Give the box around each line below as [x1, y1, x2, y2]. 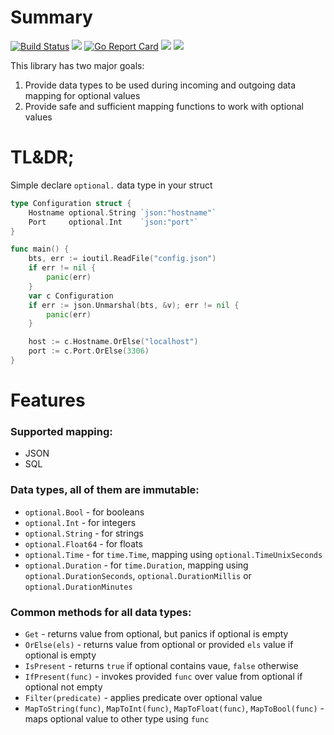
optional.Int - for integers [24, 516, 137, 528]
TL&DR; [10, 146, 75, 169]
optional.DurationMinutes [24, 582, 133, 592]
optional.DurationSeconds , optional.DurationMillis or [24, 569, 252, 581]
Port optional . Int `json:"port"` [28, 217, 199, 227]
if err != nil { [28, 263, 97, 273]
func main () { [10, 244, 70, 255]
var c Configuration [28, 291, 114, 301]
